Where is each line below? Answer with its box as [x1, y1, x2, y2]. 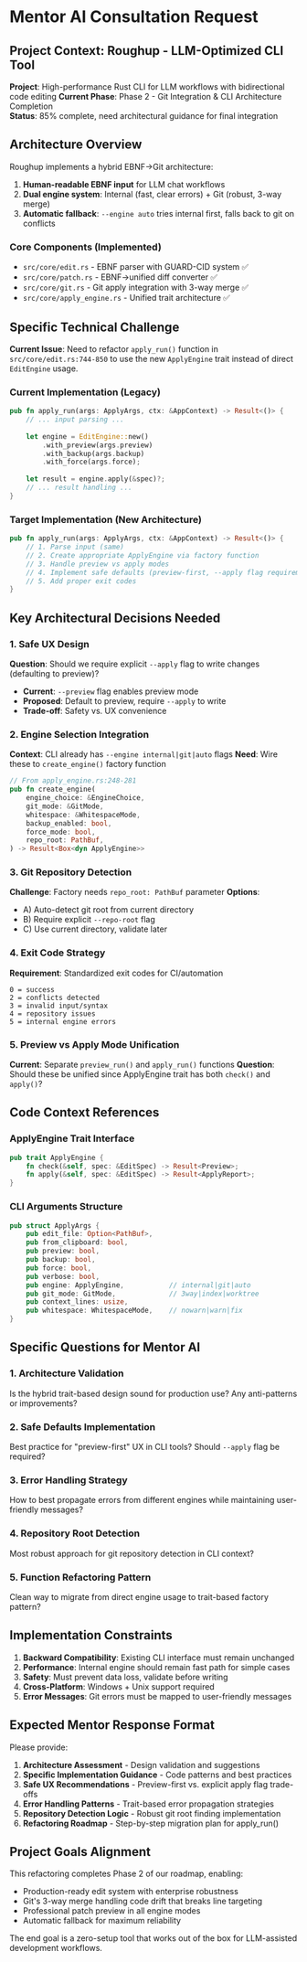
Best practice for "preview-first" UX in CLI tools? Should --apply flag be [9, 1441, 281, 1452]
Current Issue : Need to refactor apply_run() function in [9, 343, 219, 354]
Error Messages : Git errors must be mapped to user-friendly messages [22, 1690, 292, 1701]
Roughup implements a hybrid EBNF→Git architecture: [9, 161, 214, 172]
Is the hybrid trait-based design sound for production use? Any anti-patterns [9, 1388, 298, 1399]
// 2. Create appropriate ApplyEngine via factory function [26, 550, 259, 560]
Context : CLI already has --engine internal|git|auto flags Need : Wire [9, 749, 279, 760]
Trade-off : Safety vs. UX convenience [22, 705, 167, 716]
